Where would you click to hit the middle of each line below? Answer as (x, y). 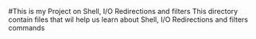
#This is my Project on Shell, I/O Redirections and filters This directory (123, 11)
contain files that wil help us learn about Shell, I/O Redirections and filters (128, 19)
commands (27, 28)
